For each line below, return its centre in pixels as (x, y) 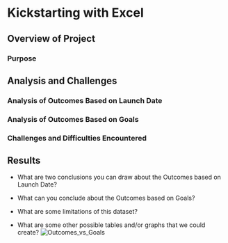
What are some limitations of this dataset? (77, 212)
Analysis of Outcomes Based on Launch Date (85, 100)
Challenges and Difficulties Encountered (77, 138)
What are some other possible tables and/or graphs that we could (111, 225)
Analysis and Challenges (62, 80)
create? (28, 233)
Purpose (22, 58)
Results (24, 160)
